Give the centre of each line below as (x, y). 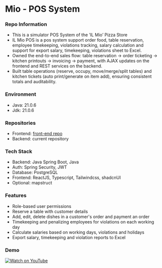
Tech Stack (19, 151)
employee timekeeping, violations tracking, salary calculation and (78, 45)
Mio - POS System (42, 9)
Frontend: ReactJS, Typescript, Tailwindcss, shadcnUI (66, 178)
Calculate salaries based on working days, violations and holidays (78, 232)
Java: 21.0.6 (24, 105)
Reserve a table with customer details (50, 211)
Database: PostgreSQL (35, 173)
